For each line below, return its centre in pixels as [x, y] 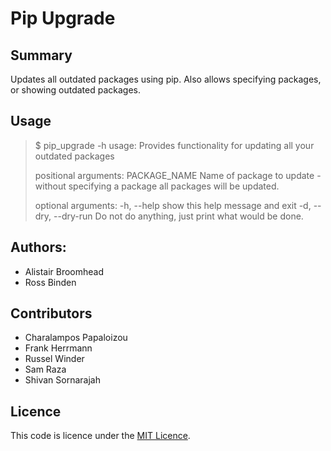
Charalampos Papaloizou [76, 338]
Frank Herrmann [58, 348]
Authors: [38, 247]
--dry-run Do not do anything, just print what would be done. [178, 216]
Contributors [51, 313]
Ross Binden [50, 282]
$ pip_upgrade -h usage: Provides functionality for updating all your [174, 145]
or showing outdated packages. [76, 90]
